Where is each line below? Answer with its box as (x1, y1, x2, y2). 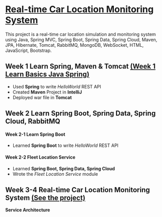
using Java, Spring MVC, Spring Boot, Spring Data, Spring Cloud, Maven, (5, 37, 157, 43)
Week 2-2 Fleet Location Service (5, 154, 76, 160)
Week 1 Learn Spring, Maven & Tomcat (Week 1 (5, 62, 156, 71)
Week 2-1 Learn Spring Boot (5, 131, 66, 137)
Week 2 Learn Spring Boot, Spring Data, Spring (5, 109, 156, 118)
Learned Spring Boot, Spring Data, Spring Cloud (12, 165, 115, 171)
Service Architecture (5, 207, 51, 213)
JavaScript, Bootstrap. (5, 47, 52, 53)
